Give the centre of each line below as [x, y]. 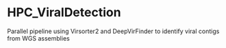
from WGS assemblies [38, 38]
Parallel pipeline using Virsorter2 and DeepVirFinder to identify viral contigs [113, 31]
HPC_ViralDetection [64, 13]
